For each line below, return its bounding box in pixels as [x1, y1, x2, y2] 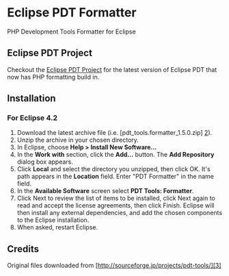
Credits [7, 243, 40, 255]
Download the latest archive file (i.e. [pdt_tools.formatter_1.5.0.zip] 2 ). [16, 129, 213, 137]
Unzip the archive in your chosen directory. [16, 136, 139, 145]
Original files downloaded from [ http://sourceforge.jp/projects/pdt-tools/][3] [7, 262, 221, 270]
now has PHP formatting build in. [7, 73, 100, 81]
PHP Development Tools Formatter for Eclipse [7, 27, 136, 36]
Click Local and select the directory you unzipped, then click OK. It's [16, 165, 211, 173]
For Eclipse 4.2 [7, 113, 58, 123]
